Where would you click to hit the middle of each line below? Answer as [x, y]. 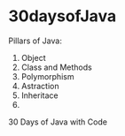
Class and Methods [56, 67]
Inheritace [39, 95]
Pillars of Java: [35, 41]
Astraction [40, 86]
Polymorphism [47, 76]
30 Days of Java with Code [58, 122]
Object [33, 57]
